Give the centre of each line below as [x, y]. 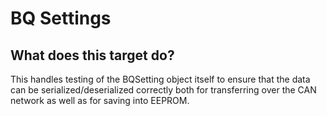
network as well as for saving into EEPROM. [100, 100]
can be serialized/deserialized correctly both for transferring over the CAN [163, 90]
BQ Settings [61, 18]
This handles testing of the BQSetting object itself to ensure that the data [160, 79]
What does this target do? [92, 55]
